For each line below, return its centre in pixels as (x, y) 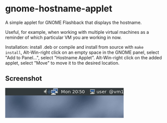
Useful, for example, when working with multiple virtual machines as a (77, 32)
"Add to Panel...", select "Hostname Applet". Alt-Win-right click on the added (83, 57)
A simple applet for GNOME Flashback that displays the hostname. (74, 22)
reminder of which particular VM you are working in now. (64, 37)
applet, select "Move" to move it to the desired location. (62, 63)
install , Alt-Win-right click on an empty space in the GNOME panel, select (82, 52)
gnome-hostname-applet (59, 9)
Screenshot (24, 78)
